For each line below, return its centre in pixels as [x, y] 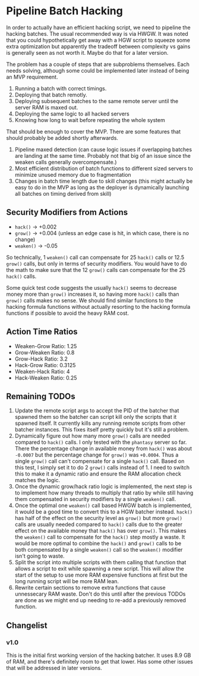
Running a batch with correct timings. [61, 88]
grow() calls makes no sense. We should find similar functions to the [90, 300]
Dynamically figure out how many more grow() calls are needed [92, 436]
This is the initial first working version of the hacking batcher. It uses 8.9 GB [99, 655]
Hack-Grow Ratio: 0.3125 [45, 365]
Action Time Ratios [42, 332]
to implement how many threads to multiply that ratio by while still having [104, 493]
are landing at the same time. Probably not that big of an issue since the [103, 155]
